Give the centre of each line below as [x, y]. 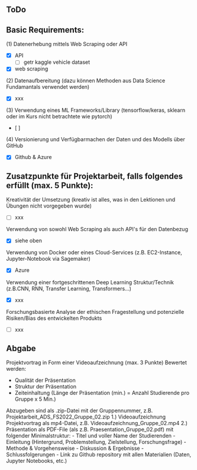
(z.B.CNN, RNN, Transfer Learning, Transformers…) [69, 289]
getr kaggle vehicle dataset [57, 62]
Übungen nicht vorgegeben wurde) [49, 206]
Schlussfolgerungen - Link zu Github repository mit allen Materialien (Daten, [98, 455]
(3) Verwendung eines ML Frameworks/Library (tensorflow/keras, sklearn [96, 110]
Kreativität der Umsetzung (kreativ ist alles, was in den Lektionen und [91, 200]
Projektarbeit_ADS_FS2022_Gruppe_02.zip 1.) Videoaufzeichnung [86, 417]
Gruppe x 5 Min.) [35, 399]
